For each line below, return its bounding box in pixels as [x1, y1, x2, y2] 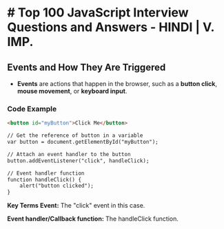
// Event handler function [7, 170, 85, 177]
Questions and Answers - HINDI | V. [7, 19, 215, 35]
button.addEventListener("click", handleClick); [7, 157, 150, 164]
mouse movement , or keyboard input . [17, 87, 128, 95]
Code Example [7, 104, 57, 113]
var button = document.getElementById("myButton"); [7, 139, 159, 146]
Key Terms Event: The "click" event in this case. [7, 201, 145, 210]
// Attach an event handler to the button [7, 151, 131, 157]
